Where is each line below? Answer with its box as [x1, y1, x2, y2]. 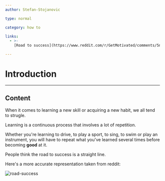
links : [5, 34, 19, 39]
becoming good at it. [5, 142, 48, 148]
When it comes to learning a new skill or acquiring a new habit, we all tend [5, 107, 155, 113]
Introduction [5, 68, 57, 80]
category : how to [5, 25, 41, 30]
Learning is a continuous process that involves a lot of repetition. [5, 121, 137, 128]
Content [5, 94, 31, 102]
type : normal [5, 16, 32, 21]
